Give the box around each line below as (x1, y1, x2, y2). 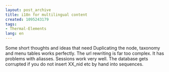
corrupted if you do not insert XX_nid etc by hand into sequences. (5, 61, 144, 67)
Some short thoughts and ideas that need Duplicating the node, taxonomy (5, 45, 160, 51)
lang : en (5, 31, 24, 36)
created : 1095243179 (5, 17, 49, 22)
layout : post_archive (5, 7, 51, 13)
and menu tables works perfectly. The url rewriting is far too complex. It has (5, 50, 164, 56)
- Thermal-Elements (5, 26, 47, 31)
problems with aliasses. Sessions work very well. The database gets (5, 56, 149, 61)
